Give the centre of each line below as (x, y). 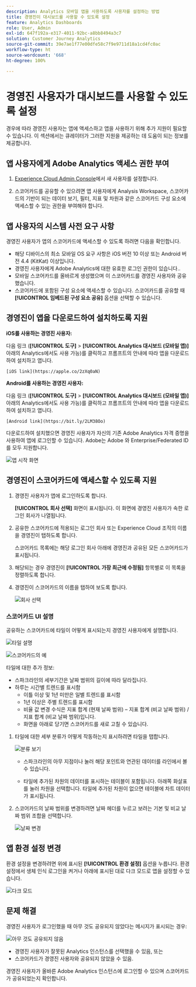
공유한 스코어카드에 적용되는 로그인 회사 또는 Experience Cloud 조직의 (95, 528)
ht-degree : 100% (26, 60)
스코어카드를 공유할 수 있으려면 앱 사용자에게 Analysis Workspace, (91, 191)
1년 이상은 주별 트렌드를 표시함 (58, 702)
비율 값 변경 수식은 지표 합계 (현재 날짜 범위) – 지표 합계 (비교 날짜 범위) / (106, 709)
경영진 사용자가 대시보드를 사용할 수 (86, 96)
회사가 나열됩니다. (46, 515)
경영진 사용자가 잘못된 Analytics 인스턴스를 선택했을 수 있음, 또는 (89, 951)
